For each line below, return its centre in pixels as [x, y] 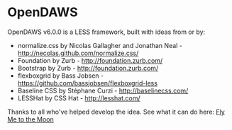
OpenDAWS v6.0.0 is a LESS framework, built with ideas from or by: [106, 32]
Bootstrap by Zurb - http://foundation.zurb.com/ [88, 68]
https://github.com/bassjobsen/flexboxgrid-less [88, 83]
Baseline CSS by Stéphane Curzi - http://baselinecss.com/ [103, 90]
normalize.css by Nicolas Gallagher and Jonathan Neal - [100, 45]
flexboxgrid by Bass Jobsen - [61, 76]
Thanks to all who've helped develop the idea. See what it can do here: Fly [116, 112]
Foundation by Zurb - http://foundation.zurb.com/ [90, 60]
